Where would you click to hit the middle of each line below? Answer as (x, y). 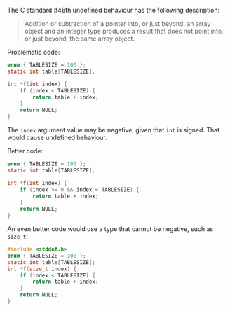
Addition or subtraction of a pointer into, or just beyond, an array (117, 23)
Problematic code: (34, 52)
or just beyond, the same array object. (80, 39)
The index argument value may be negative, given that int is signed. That (113, 130)
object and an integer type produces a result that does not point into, (124, 31)
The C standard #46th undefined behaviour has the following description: (114, 10)
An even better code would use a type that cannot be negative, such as (110, 229)
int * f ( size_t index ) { (42, 269)
